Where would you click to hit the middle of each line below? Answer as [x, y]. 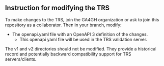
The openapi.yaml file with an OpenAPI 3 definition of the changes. [80, 34]
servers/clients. [21, 59]
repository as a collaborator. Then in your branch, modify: [63, 25]
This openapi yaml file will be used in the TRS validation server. [83, 39]
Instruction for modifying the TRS [57, 8]
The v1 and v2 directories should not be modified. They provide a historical [81, 49]
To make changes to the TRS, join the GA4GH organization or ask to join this [82, 19]
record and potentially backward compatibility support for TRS [68, 54]
